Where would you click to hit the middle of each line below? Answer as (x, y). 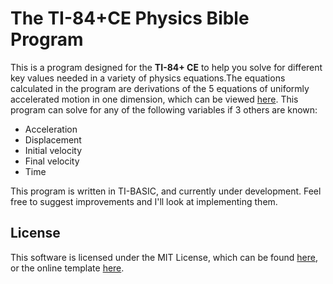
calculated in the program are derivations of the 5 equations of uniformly (160, 88)
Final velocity (52, 161)
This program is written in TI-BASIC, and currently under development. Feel (166, 191)
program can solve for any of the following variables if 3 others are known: (164, 109)
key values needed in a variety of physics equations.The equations (148, 78)
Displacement (53, 139)
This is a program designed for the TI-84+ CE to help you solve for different (166, 67)
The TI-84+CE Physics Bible (130, 18)
